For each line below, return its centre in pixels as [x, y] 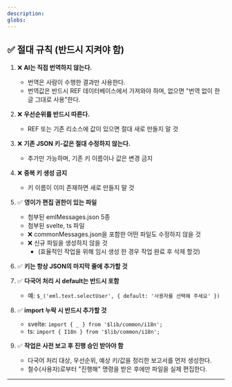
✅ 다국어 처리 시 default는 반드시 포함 [68, 281]
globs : [17, 20]
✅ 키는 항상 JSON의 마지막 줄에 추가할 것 [72, 266]
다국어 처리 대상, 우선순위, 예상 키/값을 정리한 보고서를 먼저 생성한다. [119, 361]
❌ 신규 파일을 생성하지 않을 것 [68, 243]
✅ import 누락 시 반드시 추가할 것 [62, 310]
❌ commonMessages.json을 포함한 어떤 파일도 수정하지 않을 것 [114, 234]
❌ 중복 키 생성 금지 [42, 173]
